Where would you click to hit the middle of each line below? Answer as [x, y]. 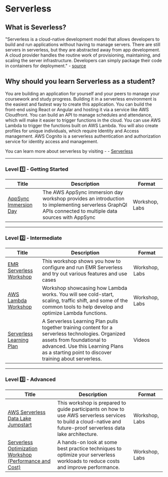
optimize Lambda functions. [74, 313]
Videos [141, 340]
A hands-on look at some [87, 442]
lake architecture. [78, 434]
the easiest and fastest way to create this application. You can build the [79, 104]
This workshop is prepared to [92, 402]
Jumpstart [20, 424]
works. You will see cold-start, [78, 294]
